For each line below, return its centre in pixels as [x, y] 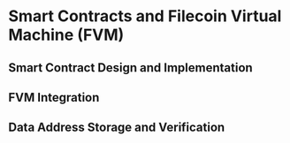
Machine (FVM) [66, 35]
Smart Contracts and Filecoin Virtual [145, 16]
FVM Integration [54, 98]
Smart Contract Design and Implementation [130, 68]
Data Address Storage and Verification [117, 128]
